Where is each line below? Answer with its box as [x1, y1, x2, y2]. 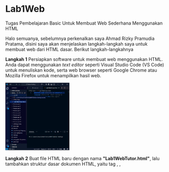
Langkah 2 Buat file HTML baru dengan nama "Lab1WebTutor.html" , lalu [5, 156, 160, 162]
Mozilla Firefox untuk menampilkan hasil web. [5, 72, 101, 78]
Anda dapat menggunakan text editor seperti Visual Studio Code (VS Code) [5, 61, 164, 68]
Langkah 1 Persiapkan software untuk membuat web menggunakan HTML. [5, 56, 163, 62]
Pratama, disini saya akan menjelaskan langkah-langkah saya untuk [5, 40, 147, 47]
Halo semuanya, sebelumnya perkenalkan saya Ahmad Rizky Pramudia [5, 35, 155, 41]
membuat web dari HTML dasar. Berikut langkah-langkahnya [5, 46, 134, 52]
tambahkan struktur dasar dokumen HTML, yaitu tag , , [5, 161, 121, 167]
